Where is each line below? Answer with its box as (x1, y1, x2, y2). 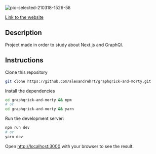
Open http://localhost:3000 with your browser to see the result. (5, 143, 134, 149)
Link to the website (5, 14, 44, 20)
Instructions (5, 56, 43, 64)
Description (5, 29, 42, 37)
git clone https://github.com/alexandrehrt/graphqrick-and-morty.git (5, 79, 152, 84)
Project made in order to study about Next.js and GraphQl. (5, 42, 123, 48)
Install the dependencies (5, 88, 55, 94)
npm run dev (5, 125, 30, 130)
